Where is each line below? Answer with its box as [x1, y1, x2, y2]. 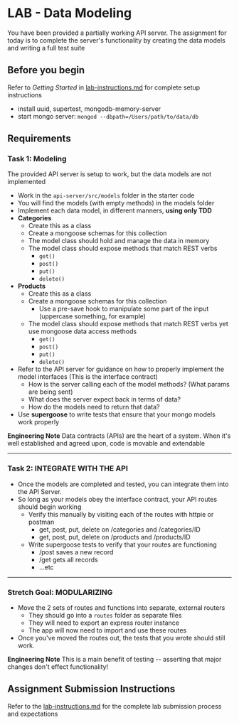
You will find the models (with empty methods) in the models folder [17, 199, 215, 208]
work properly [17, 418, 60, 426]
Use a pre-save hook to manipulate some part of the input [38, 304, 209, 313]
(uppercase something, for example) [38, 312, 146, 321]
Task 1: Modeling [7, 154, 67, 164]
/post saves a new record [38, 547, 114, 556]
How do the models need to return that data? [28, 403, 160, 412]
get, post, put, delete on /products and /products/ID [38, 532, 191, 541]
